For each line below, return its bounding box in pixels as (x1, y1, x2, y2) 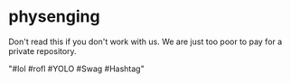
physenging (8, 6, 100, 27)
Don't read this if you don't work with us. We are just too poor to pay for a (8, 36, 283, 47)
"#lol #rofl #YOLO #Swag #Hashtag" (8, 63, 145, 74)
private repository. (8, 45, 78, 56)
